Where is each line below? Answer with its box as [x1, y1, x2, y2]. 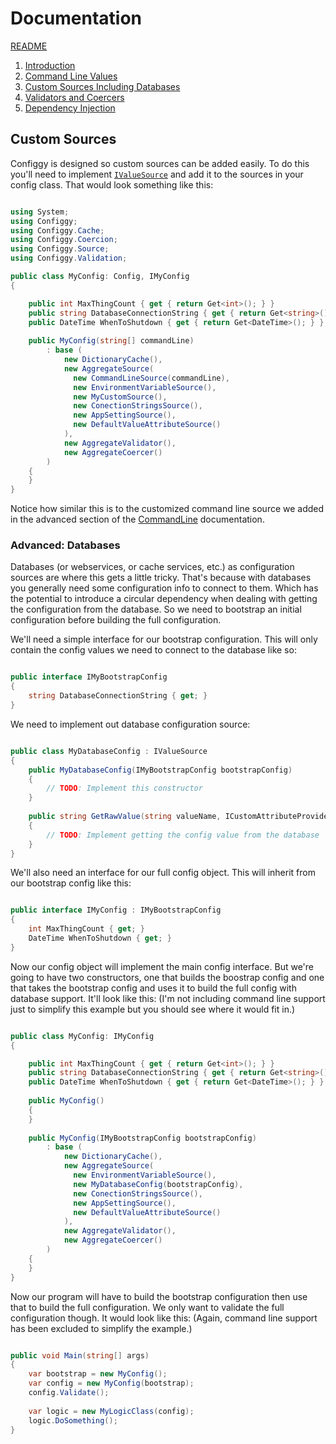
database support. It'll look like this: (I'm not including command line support [10, 992, 326, 1004]
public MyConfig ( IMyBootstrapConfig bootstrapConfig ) [28, 1133, 257, 1143]
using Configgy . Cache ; [10, 225, 105, 236]
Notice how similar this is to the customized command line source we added [10, 503, 325, 515]
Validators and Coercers [24, 91, 125, 103]
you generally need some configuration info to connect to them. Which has [10, 582, 319, 594]
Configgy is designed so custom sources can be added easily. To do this [10, 157, 310, 169]
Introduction [24, 59, 76, 71]
